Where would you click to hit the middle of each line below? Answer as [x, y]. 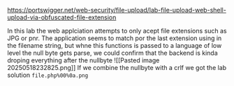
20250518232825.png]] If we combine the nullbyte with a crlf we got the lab [117, 68]
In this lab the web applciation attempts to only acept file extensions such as [117, 31]
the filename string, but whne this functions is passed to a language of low [115, 45]
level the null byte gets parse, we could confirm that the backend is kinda [112, 53]
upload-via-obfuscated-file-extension [62, 17]
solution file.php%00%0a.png [48, 75]
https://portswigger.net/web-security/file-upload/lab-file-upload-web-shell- [117, 10]
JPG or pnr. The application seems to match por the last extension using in [115, 38]
